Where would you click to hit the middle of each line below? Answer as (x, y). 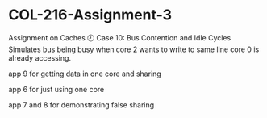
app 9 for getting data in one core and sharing (85, 74)
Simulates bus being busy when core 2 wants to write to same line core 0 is (134, 49)
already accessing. (40, 57)
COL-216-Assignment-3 (90, 15)
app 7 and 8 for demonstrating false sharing (81, 105)
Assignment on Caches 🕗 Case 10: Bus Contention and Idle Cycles (120, 37)
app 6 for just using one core (56, 89)
